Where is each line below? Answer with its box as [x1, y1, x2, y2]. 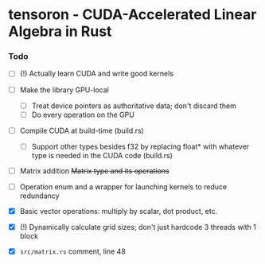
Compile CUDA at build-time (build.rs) [19, 126, 145, 135]
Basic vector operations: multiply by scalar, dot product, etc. [19, 206, 218, 215]
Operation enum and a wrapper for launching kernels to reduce [19, 181, 228, 192]
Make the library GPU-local [19, 85, 109, 95]
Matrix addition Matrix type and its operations [19, 165, 170, 176]
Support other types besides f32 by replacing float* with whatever [31, 142, 250, 151]
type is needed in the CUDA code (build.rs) [31, 150, 173, 160]
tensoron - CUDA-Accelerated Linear [8, 6, 257, 24]
